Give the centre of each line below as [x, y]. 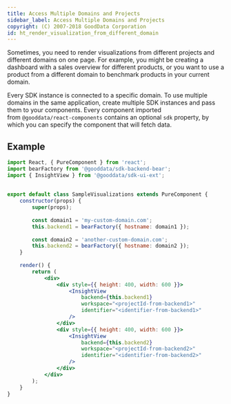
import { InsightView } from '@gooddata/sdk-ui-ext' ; [86, 175]
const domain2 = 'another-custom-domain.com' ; [100, 239]
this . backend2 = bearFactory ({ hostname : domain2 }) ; [111, 246]
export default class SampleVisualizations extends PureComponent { [108, 194]
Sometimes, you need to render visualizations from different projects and [111, 53]
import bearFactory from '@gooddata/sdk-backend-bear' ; [89, 169]
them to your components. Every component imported [84, 110]
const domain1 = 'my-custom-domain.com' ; [92, 220]
